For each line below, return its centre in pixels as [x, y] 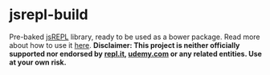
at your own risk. [38, 62]
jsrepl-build [49, 15]
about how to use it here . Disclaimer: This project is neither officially [125, 45]
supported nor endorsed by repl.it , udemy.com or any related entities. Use [135, 53]
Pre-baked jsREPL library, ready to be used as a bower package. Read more [135, 37]
